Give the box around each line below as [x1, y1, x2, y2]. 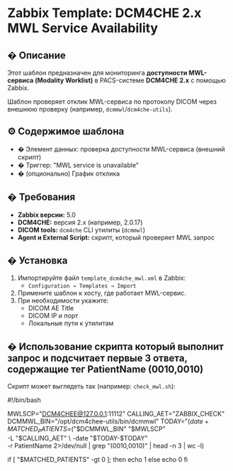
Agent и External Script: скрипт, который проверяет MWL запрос [17, 233, 215, 242]
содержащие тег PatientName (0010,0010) [7, 363, 204, 375]
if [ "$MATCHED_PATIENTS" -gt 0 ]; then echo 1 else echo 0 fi [7, 455, 188, 464]
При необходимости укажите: [17, 296, 109, 305]
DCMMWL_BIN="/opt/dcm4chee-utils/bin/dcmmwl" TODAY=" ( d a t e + [7, 417, 209, 426]
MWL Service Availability [7, 20, 158, 36]
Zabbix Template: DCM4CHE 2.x [7, 5, 202, 21]
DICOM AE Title [28, 304, 74, 313]
